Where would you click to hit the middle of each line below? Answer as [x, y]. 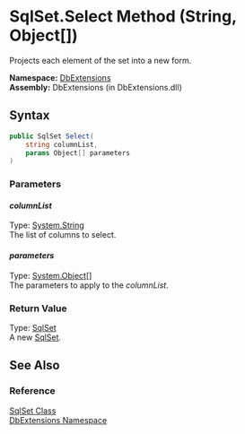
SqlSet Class [33, 411]
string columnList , [62, 144]
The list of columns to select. [63, 235]
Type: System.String [47, 225]
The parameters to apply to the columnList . [89, 285]
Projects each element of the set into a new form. [101, 60]
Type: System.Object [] [51, 275]
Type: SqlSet [33, 327]
